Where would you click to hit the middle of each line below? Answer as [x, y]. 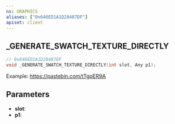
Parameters [28, 94]
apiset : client [25, 22]
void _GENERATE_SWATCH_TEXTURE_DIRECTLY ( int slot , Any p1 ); [81, 65]
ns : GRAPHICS [22, 11]
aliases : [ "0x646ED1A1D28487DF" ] [47, 17]
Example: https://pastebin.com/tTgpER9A [56, 76]
